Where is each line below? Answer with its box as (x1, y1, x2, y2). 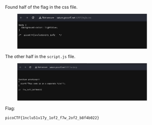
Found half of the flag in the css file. (5, 4, 78, 10)
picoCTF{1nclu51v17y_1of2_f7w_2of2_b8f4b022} (5, 116, 99, 121)
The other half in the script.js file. (5, 54, 76, 60)
